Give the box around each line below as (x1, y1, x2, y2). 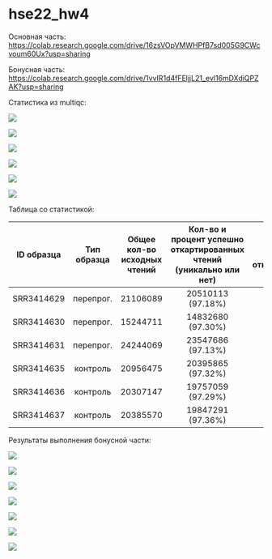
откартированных (170, 244, 244, 255)
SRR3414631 (12, 339, 66, 351)
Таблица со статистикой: (8, 204, 95, 214)
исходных (121, 254, 163, 265)
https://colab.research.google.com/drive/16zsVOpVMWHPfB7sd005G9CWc (8, 40, 261, 49)
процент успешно (171, 233, 244, 245)
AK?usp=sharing (8, 82, 64, 92)
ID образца (15, 249, 62, 260)
